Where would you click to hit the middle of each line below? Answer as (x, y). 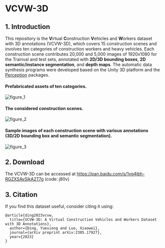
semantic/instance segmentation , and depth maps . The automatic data (79, 65)
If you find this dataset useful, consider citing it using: (59, 206)
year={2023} (22, 237)
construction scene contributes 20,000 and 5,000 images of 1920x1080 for (81, 54)
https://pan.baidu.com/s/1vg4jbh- (111, 174)
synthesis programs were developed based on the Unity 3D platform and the (82, 70)
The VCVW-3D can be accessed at (41, 174)
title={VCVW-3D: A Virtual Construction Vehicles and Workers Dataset (83, 220)
